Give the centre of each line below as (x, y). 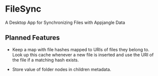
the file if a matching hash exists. (46, 60)
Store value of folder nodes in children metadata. (62, 69)
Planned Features (33, 38)
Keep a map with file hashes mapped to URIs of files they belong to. (81, 49)
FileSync (23, 9)
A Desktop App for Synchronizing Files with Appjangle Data (65, 22)
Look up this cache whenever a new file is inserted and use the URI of (83, 55)
